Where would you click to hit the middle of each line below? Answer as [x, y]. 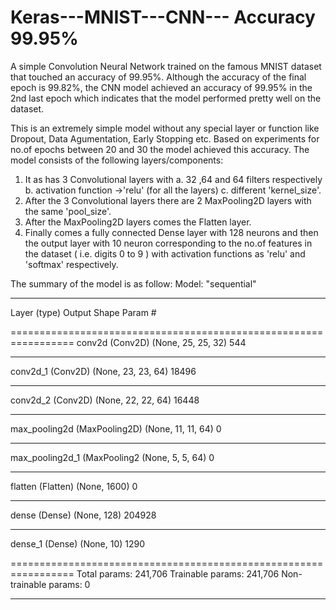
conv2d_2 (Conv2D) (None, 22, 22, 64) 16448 [105, 400]
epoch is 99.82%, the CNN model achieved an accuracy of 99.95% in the [161, 87]
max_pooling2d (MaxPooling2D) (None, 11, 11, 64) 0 [116, 428]
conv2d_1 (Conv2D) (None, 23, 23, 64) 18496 [103, 371]
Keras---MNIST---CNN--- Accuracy [163, 17]
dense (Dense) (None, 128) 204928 [83, 515]
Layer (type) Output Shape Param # [83, 312]
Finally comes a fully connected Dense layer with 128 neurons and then [171, 232]
